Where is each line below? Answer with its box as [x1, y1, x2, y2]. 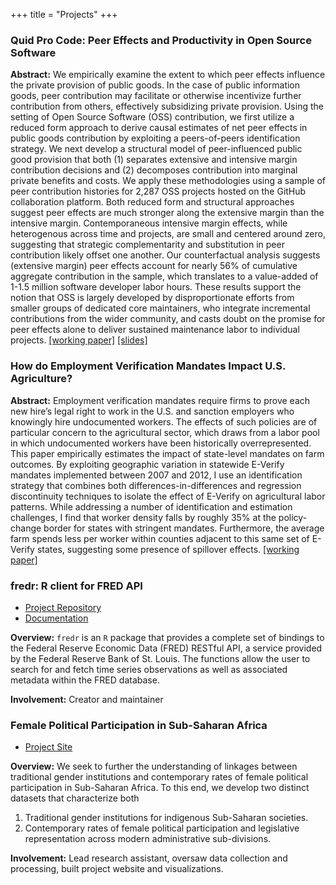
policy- [278, 511, 308, 523]
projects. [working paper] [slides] [10, 334, 148, 346]
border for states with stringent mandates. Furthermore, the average [43, 522, 325, 534]
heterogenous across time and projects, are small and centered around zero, [10, 228, 326, 240]
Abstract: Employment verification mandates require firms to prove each [10, 394, 311, 406]
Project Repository [24, 601, 102, 613]
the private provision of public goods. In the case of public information [10, 79, 301, 91]
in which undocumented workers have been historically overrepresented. [10, 437, 312, 449]
